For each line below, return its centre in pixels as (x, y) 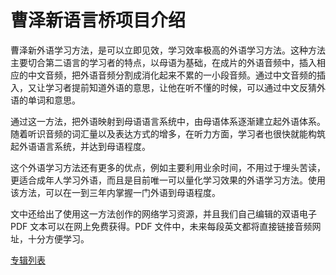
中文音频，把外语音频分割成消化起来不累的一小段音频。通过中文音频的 (172, 75)
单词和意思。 (54, 100)
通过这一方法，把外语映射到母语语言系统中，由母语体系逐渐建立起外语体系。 (168, 121)
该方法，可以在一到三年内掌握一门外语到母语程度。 (115, 192)
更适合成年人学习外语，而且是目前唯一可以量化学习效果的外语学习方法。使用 (168, 180)
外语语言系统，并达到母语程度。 (84, 146)
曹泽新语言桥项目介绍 (98, 20)
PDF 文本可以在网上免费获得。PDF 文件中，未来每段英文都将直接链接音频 (161, 226)
